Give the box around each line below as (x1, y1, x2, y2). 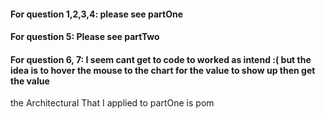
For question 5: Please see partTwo (10, 31, 160, 43)
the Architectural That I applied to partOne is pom (10, 97, 215, 109)
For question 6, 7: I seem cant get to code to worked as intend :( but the (10, 53, 312, 65)
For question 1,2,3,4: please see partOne (10, 8, 184, 20)
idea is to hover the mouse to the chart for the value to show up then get (10, 64, 316, 76)
